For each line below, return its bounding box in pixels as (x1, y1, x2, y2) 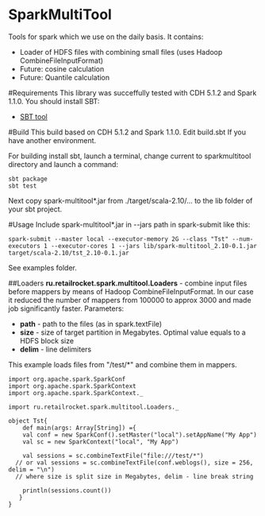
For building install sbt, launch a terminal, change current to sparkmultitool (8, 151, 252, 161)
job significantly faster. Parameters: (8, 304, 125, 313)
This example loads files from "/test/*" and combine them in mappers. (8, 359, 237, 369)
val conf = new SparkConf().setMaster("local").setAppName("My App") (22, 431, 258, 439)
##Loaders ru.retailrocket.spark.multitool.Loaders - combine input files (8, 278, 248, 288)
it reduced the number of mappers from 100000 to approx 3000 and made (8, 295, 252, 305)
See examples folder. (8, 262, 78, 272)
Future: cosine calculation (19, 64, 105, 73)
